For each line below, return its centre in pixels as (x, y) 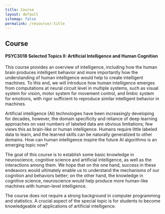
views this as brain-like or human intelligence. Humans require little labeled (81, 129)
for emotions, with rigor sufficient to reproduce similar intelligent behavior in (82, 98)
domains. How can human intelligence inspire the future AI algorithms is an (81, 139)
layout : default (22, 14)
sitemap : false (21, 19)
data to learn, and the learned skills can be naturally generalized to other (79, 134)
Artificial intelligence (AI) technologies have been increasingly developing (80, 113)
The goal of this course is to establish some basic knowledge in (70, 154)
